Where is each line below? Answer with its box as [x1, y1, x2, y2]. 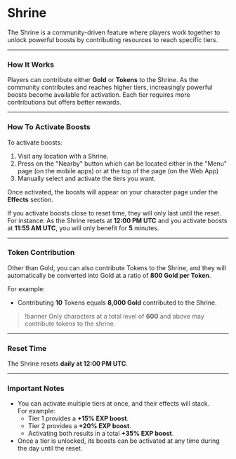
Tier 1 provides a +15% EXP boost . [27, 414, 129, 423]
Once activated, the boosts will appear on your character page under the [7, 187, 218, 196]
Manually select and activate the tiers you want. [17, 174, 156, 182]
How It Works [7, 60, 55, 69]
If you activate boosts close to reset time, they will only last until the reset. [7, 208, 221, 217]
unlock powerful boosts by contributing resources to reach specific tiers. [7, 35, 218, 44]
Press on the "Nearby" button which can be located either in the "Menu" [17, 159, 227, 168]
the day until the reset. [17, 444, 83, 453]
